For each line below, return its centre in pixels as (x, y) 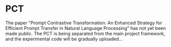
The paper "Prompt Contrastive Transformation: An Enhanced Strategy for (84, 23)
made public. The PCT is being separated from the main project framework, (85, 33)
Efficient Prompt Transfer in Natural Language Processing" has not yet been (85, 28)
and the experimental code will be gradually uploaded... (64, 39)
